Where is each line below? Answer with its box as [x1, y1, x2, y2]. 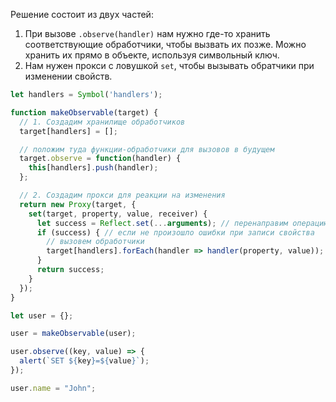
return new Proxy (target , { [19, 199, 137, 209]
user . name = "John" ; [10, 383, 97, 393]
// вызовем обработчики [46, 237, 145, 247]
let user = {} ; [10, 310, 74, 321]
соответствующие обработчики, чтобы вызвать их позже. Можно [24, 39, 307, 50]
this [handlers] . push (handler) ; [28, 163, 159, 173]
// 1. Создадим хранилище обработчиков [19, 117, 186, 127]
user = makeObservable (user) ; [10, 329, 137, 339]
